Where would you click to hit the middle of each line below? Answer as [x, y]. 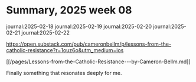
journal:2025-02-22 [45, 32]
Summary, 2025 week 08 [69, 10]
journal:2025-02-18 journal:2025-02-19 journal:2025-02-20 [79, 26]
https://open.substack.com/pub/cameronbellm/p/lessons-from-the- [89, 44]
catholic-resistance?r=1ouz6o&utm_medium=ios [65, 50]
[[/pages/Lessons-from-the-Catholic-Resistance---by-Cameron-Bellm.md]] [98, 61]
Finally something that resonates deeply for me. [64, 73]
